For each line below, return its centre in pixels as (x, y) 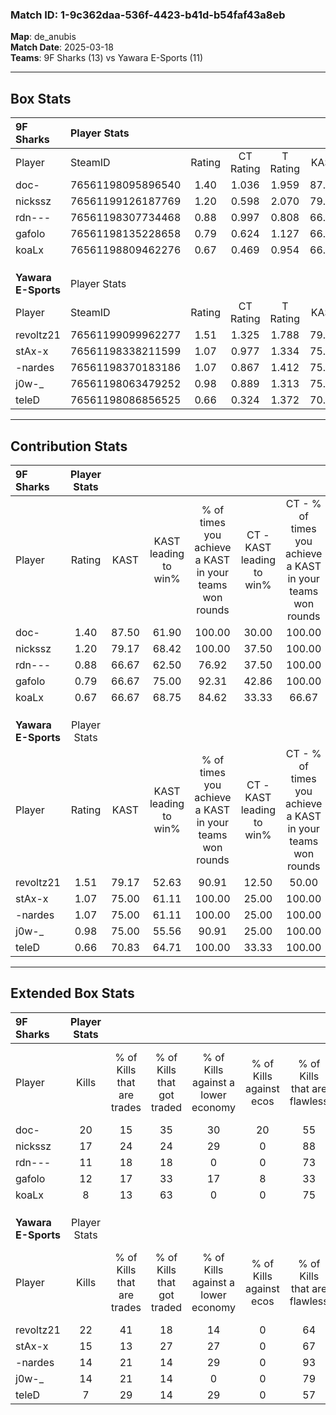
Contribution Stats (69, 446)
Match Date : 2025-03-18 (62, 47)
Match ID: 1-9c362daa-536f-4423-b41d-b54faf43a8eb (148, 15)
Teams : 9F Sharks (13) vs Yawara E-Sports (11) (107, 58)
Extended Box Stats (72, 993)
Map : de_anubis (43, 37)
